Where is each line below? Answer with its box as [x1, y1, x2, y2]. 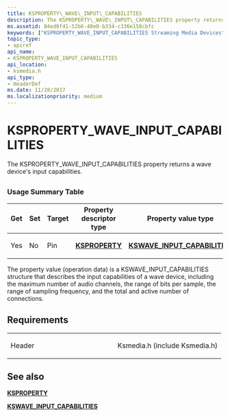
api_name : [7, 49, 36, 56]
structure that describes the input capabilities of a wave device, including [7, 272, 214, 280]
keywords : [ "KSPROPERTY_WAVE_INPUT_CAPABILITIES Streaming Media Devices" [7, 29, 225, 36]
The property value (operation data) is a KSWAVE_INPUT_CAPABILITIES [7, 265, 209, 273]
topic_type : [7, 36, 41, 43]
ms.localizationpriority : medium [7, 93, 103, 100]
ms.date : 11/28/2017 [7, 87, 66, 93]
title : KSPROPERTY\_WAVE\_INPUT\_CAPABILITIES [7, 10, 142, 17]
